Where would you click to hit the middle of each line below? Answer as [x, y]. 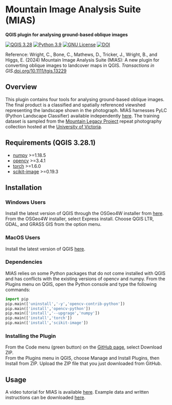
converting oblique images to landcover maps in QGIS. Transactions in [80, 65]
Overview [21, 87]
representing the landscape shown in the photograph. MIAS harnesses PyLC [86, 110]
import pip [17, 299]
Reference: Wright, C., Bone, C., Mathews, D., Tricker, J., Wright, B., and [81, 54]
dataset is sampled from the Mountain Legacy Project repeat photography [83, 121]
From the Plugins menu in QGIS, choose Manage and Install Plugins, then [82, 358]
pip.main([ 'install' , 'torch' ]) [39, 318]
